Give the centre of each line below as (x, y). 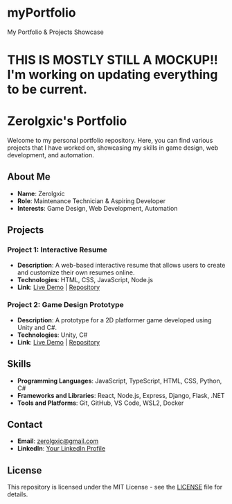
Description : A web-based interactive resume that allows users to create (121, 265)
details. (18, 494)
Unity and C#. (37, 327)
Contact (25, 425)
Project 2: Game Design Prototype (66, 305)
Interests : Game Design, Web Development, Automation (97, 208)
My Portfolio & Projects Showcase (55, 32)
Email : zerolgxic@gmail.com (58, 441)
